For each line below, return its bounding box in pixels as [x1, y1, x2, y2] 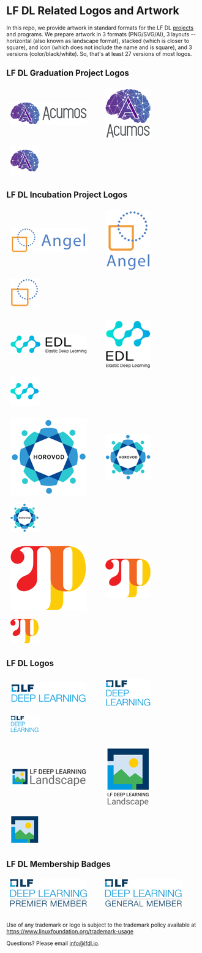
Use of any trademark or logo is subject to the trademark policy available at [6, 921, 196, 928]
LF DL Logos [6, 658, 54, 669]
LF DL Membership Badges [6, 858, 111, 869]
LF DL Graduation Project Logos [6, 68, 130, 79]
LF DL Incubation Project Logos [6, 189, 127, 200]
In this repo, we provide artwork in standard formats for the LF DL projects [6, 24, 194, 31]
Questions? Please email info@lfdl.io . [6, 939, 100, 947]
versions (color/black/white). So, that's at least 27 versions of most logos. [6, 50, 192, 57]
